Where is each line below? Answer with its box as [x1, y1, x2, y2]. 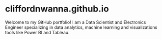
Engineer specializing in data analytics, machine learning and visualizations [5, 24, 158, 30]
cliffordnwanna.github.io [5, 3, 109, 14]
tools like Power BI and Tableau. [5, 29, 70, 35]
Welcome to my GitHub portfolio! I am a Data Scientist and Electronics [5, 19, 146, 25]
